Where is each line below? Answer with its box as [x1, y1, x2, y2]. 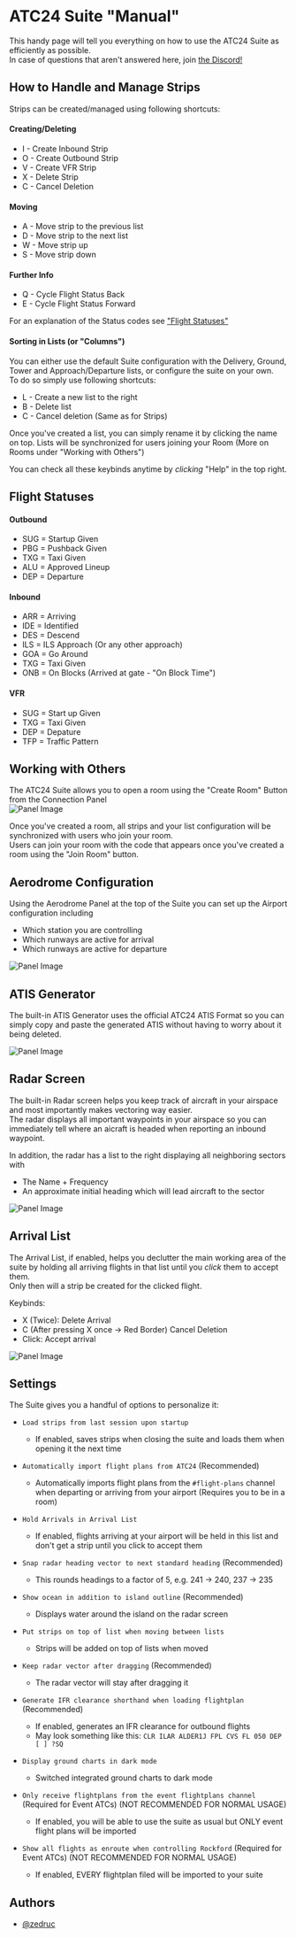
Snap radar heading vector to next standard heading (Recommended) [21, 1557, 284, 1568]
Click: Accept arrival [21, 1333, 96, 1344]
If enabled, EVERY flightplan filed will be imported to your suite [34, 1870, 263, 1880]
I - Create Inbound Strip [21, 143, 109, 154]
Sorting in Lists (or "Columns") [9, 336, 125, 346]
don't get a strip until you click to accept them [34, 1540, 203, 1551]
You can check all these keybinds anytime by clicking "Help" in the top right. [9, 463, 287, 475]
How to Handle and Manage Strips [9, 80, 201, 95]
